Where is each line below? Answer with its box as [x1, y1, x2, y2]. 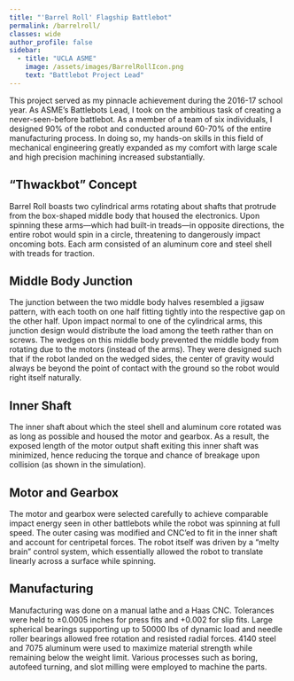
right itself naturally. [9, 372, 82, 383]
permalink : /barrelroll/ [9, 21, 101, 30]
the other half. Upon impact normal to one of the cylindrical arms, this [9, 316, 263, 326]
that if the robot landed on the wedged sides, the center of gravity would [9, 354, 275, 364]
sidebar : [9, 46, 42, 55]
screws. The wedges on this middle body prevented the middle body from [9, 334, 279, 346]
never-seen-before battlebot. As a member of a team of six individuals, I [9, 113, 273, 124]
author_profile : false [9, 37, 93, 47]
